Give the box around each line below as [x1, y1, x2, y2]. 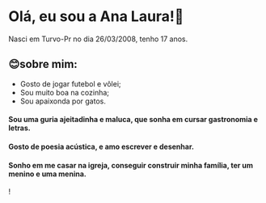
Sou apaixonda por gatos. [19, 96, 107, 106]
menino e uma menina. [8, 169, 87, 179]
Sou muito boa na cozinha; [19, 87, 110, 97]
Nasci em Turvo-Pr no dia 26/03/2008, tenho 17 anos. [8, 34, 188, 44]
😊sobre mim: [8, 57, 78, 71]
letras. [8, 123, 31, 133]
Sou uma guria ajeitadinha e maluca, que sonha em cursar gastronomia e [8, 115, 259, 125]
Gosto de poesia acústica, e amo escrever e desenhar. [8, 142, 194, 151]
